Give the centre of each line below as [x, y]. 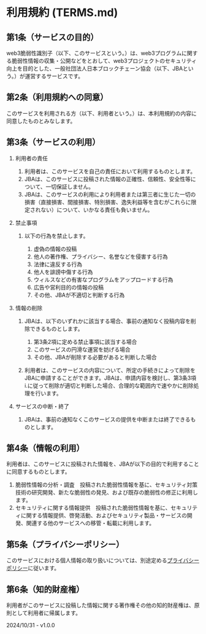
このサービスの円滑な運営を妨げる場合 [82, 349]
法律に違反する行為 [58, 264]
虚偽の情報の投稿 [55, 249]
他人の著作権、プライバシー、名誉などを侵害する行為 [101, 256]
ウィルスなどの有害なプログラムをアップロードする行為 [103, 280]
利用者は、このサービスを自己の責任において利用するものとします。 [110, 171]
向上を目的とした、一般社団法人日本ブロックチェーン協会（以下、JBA [95, 68]
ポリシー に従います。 [33, 568]
